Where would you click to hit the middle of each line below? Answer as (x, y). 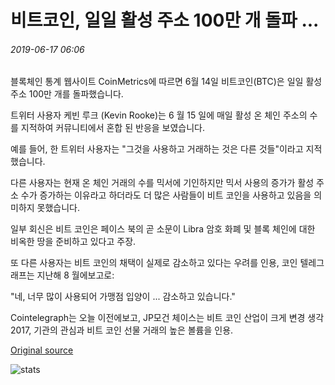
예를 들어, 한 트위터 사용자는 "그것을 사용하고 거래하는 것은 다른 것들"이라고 (157, 149)
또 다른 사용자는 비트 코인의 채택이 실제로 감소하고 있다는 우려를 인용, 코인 (154, 263)
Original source (42, 350)
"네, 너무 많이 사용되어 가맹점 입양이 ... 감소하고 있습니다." (123, 297)
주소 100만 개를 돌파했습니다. (67, 94)
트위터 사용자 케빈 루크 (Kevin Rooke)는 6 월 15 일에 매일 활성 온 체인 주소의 (159, 115)
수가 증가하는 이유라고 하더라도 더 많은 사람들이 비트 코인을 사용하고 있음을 (166, 195)
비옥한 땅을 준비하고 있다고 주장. (73, 242)
